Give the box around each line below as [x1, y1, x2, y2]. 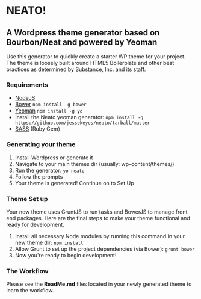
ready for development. [6, 221, 64, 228]
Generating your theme [6, 140, 76, 149]
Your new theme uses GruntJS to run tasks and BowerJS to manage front [6, 208, 188, 215]
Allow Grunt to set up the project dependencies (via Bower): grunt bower [14, 245, 195, 253]
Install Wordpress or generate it [14, 154, 93, 161]
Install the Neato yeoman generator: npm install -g [14, 114, 143, 121]
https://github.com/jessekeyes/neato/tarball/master [14, 120, 150, 126]
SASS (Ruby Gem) [14, 125, 60, 132]
